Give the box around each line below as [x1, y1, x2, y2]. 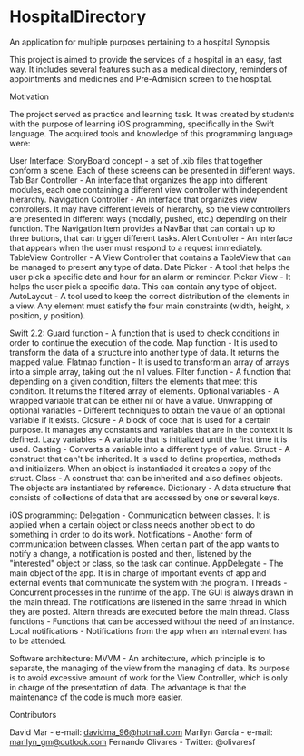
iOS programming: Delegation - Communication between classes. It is [9, 509, 270, 520]
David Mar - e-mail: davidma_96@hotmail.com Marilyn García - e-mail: [9, 726, 274, 738]
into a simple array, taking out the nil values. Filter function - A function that [9, 366, 292, 377]
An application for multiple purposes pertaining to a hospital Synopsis [9, 36, 270, 47]
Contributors [9, 709, 57, 720]
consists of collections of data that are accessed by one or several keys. [9, 491, 280, 502]
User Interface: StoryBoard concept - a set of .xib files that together [9, 155, 263, 166]
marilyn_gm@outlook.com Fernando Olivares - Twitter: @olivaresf [9, 736, 256, 747]
